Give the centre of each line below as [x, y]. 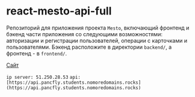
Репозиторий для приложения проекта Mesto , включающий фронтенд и [98, 28]
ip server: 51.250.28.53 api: [44, 77]
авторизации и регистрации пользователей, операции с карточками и [97, 40]
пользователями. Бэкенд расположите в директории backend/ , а [89, 47]
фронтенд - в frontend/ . [37, 53]
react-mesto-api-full [59, 11]
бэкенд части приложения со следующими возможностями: [84, 34]
